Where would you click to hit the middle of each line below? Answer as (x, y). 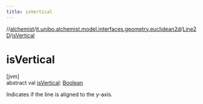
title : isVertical (29, 12)
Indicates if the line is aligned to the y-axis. (60, 94)
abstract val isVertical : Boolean (45, 82)
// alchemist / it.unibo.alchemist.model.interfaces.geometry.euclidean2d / (95, 29)
